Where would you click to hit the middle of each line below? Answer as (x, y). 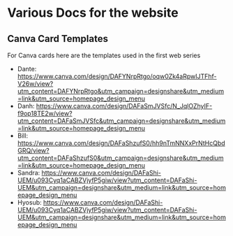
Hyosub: (29, 202)
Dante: (27, 69)
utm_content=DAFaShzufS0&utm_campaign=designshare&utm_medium (120, 158)
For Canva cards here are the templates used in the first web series (104, 55)
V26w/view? (35, 84)
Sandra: (29, 173)
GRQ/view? (33, 150)
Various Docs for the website (93, 13)
